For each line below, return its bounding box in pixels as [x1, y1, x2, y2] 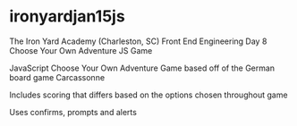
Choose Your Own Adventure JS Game [9, 45, 153, 55]
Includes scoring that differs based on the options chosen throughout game [9, 89, 288, 100]
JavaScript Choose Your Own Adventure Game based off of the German [9, 63, 276, 73]
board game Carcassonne [9, 71, 106, 82]
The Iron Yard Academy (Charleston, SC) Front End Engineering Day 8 [9, 36, 267, 46]
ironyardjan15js [9, 6, 125, 27]
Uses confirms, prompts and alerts [9, 106, 137, 117]
